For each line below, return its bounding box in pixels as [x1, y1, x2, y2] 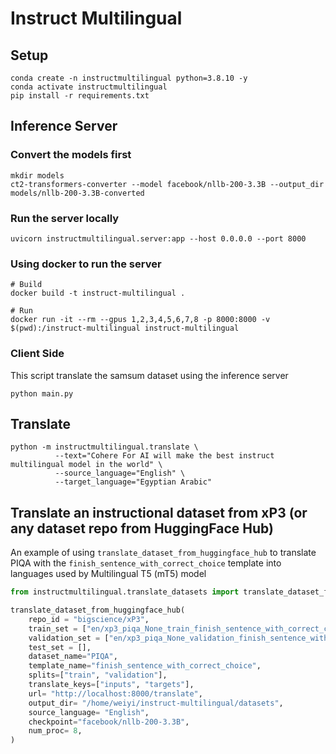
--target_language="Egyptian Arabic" [54, 477, 213, 487]
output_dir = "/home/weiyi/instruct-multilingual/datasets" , [28, 698, 284, 708]
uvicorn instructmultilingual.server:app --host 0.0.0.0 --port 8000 [10, 233, 307, 244]
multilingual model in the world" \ [10, 460, 163, 470]
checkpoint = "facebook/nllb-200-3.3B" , [28, 717, 190, 727]
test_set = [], [28, 642, 92, 652]
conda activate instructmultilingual [10, 82, 168, 92]
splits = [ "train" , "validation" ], [28, 670, 168, 681]
